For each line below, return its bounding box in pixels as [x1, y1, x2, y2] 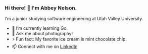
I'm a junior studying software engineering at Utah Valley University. [4, 16, 143, 22]
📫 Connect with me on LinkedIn [11, 44, 78, 50]
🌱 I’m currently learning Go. [11, 25, 68, 31]
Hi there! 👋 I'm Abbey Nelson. [4, 4, 77, 11]
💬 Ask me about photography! [11, 31, 73, 37]
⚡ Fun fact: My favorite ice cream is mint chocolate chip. [11, 36, 127, 42]
